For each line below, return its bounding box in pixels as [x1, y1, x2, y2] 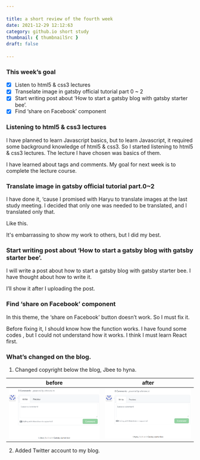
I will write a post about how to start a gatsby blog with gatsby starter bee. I [6, 267, 191, 274]
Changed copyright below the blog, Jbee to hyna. [14, 366, 137, 373]
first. [6, 337, 18, 345]
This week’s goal [6, 67, 56, 76]
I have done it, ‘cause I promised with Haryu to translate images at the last [6, 195, 187, 203]
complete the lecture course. [6, 167, 77, 174]
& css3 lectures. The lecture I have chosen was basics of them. [6, 149, 162, 156]
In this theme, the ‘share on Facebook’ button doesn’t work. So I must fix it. [6, 313, 190, 321]
